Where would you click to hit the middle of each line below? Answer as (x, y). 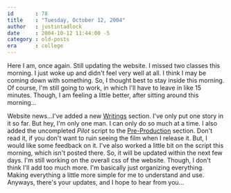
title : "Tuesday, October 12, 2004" (67, 20)
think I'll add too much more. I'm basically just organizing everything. (106, 168)
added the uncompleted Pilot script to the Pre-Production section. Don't (110, 131)
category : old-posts (38, 40)
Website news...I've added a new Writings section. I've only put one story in (115, 116)
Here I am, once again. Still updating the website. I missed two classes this (114, 66)
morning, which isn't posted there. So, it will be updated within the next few (115, 153)
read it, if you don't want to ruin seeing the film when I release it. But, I (108, 138)
